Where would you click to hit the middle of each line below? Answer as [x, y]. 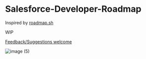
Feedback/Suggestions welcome [39, 42]
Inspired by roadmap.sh [29, 23]
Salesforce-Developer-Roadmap [73, 9]
